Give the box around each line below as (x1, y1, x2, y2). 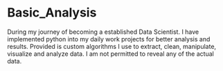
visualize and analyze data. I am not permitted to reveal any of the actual (7, 50, 215, 58)
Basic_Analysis (7, 5, 97, 21)
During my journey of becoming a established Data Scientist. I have (7, 28, 199, 36)
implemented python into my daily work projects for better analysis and (7, 34, 211, 43)
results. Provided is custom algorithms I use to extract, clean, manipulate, (7, 42, 217, 50)
